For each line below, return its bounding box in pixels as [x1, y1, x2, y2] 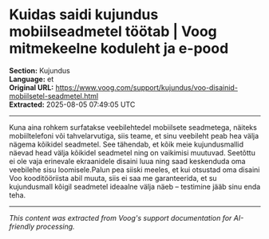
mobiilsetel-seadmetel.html [9, 91, 99, 100]
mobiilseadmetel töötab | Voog [9, 22, 218, 41]
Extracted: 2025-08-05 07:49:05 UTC [9, 100, 136, 109]
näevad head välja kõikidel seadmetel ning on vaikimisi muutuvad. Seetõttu [9, 147, 256, 157]
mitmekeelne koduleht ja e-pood [9, 40, 229, 57]
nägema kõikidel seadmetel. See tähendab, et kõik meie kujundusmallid [9, 139, 244, 149]
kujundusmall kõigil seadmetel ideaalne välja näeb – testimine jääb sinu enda [9, 182, 261, 191]
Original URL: [9, 82, 54, 92]
